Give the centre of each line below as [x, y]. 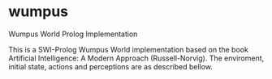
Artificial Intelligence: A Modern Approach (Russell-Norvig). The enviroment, [136, 58]
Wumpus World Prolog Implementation [73, 34]
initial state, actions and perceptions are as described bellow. [111, 66]
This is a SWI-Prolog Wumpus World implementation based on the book [129, 49]
